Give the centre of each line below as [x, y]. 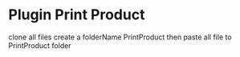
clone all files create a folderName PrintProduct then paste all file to [120, 37]
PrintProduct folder [40, 45]
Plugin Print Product [77, 15]
